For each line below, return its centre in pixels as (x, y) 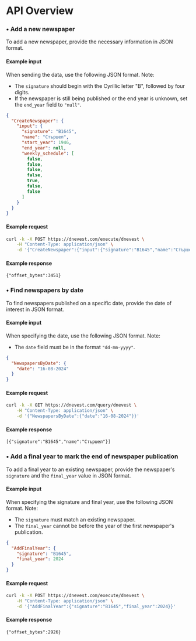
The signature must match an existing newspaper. (75, 519)
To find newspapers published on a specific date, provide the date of (89, 303)
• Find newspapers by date (45, 290)
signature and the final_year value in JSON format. (69, 475)
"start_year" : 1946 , (46, 143)
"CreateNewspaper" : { (38, 121)
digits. (22, 92)
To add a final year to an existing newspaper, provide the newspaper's (90, 469)
